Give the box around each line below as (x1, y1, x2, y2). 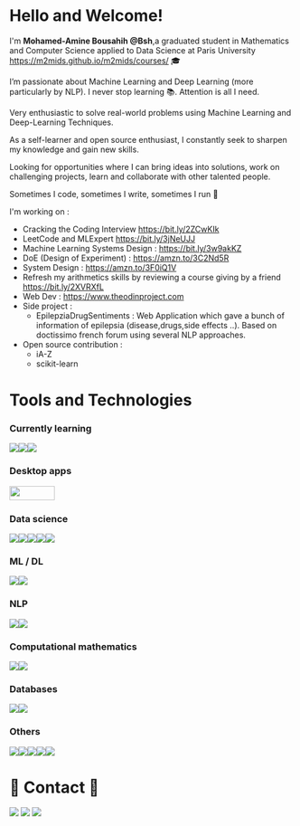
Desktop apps (9, 465, 72, 478)
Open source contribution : (22, 338, 124, 349)
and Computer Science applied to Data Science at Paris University (9, 44, 256, 55)
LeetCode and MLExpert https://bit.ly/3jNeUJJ (22, 233, 196, 244)
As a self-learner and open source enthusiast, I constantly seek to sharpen (9, 134, 287, 145)
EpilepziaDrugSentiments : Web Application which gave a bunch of (35, 309, 285, 321)
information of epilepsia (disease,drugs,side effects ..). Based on (35, 319, 277, 330)
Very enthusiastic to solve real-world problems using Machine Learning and (9, 107, 292, 118)
